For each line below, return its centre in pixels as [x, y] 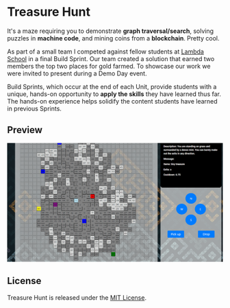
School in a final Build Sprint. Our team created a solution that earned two [111, 58]
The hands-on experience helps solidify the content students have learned [112, 101]
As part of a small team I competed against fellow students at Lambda [105, 51]
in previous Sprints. [34, 108]
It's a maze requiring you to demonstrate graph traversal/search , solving [111, 31]
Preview [25, 130]
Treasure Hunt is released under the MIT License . [77, 297]
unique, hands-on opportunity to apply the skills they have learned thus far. [114, 94]
